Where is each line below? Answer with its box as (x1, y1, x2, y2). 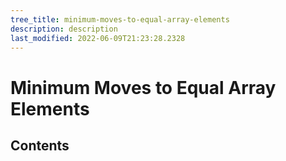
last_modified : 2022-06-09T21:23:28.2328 (10, 33, 186, 43)
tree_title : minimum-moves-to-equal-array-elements (10, 14, 230, 25)
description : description (10, 24, 118, 34)
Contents (10, 137, 70, 154)
